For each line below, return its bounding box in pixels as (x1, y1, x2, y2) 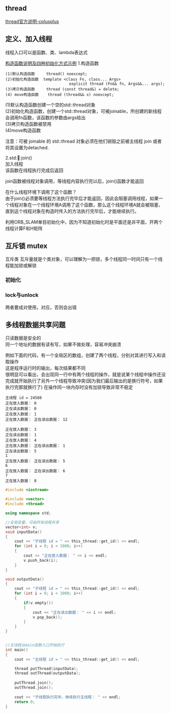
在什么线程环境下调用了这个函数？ (5, 189, 77, 195)
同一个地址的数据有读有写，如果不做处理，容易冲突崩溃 (5, 341, 121, 348)
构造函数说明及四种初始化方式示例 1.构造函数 (5, 60, 99, 66)
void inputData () (5, 529, 42, 535)
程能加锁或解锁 (5, 263, 37, 269)
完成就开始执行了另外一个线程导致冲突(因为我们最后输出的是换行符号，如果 (5, 378, 163, 384)
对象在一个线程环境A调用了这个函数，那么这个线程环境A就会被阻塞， (18, 201, 163, 208)
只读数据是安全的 (5, 335, 41, 341)
